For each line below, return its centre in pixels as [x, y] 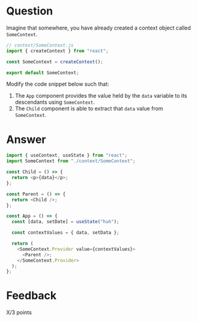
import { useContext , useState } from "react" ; [67, 156]
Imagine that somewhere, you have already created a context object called [98, 28]
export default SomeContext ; [43, 73]
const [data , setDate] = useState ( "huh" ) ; [65, 222]
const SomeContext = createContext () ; [55, 62]
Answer [26, 139]
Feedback [32, 296]
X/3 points [19, 312]
